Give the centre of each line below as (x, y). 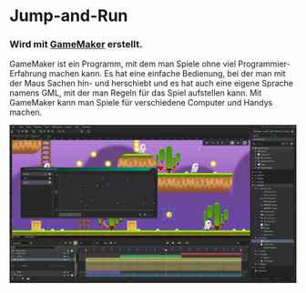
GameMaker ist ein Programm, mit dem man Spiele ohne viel (123, 64)
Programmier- (264, 64)
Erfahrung (28, 74)
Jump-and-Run (69, 16)
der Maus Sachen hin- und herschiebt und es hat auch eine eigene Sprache (152, 84)
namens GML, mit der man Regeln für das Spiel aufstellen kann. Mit (136, 93)
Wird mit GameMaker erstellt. (76, 45)
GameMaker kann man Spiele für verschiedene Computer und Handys (141, 103)
